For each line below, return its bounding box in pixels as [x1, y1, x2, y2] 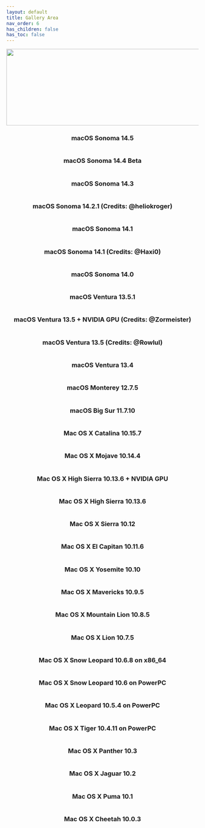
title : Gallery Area [6, 15, 59, 21]
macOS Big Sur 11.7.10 [70, 406, 135, 415]
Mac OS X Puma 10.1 [72, 792, 133, 800]
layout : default [6, 9, 48, 15]
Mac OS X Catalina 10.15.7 [63, 429, 142, 437]
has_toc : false [6, 32, 45, 38]
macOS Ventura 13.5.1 [70, 293, 135, 301]
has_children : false [6, 26, 59, 32]
